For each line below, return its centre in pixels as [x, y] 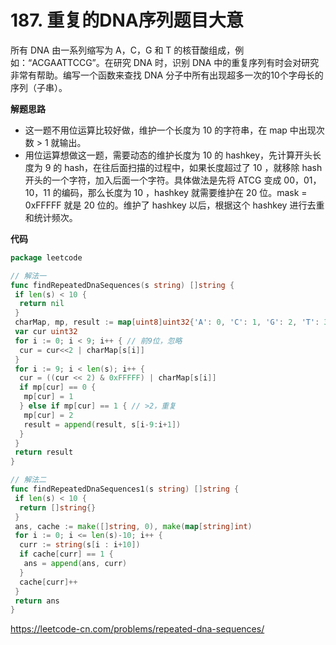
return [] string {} [58, 507]
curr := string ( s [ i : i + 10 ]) [80, 545]
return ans [37, 601]
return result [44, 452]
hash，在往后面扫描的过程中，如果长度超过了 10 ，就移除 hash [193, 167]
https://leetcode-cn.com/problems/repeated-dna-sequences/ [137, 629]
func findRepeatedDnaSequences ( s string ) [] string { [122, 285]
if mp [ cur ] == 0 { [58, 387]
